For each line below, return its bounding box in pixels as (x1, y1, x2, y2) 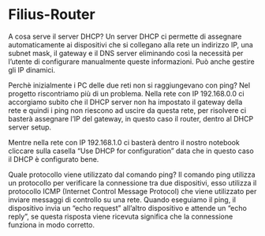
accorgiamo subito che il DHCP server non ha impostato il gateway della (8, 97, 243, 107)
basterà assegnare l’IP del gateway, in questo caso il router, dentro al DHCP (8, 114, 254, 123)
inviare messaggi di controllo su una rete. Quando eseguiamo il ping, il (8, 195, 237, 204)
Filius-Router (8, 6, 96, 24)
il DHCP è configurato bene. (8, 154, 99, 163)
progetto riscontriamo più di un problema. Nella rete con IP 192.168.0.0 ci (8, 88, 244, 98)
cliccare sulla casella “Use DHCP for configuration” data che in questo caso (8, 146, 254, 155)
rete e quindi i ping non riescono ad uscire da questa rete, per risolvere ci (8, 105, 247, 115)
